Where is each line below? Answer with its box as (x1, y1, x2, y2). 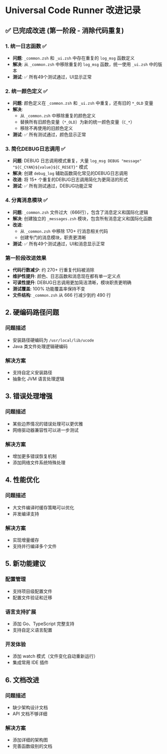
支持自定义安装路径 (12, 370, 53, 376)
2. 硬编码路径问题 (5, 308, 59, 317)
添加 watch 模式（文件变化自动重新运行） (12, 653, 98, 659)
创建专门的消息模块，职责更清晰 (20, 234, 86, 240)
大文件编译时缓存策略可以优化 (12, 504, 74, 510)
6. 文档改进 (5, 675, 40, 684)
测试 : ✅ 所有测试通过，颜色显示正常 (12, 131, 86, 138)
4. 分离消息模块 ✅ (5, 197, 48, 204)
